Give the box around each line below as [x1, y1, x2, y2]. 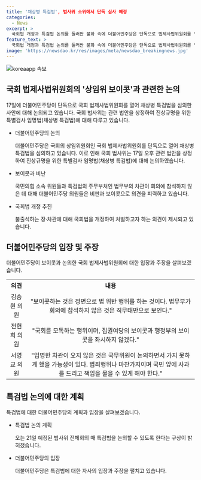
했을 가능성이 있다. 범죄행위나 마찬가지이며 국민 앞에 [38, 361, 178, 369]
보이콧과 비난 [14, 169, 46, 177]
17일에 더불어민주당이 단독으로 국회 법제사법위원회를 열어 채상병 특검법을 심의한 [6, 101, 192, 109]
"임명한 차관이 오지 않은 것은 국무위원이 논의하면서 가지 [31, 352, 178, 360]
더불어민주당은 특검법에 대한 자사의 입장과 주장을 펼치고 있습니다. [14, 467, 167, 475]
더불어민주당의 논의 [14, 129, 60, 136]
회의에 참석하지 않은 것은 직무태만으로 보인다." [49, 307, 172, 315]
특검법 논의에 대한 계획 [6, 391, 85, 402]
